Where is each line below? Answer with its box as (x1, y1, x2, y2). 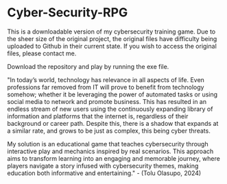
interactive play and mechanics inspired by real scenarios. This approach (7, 147, 214, 155)
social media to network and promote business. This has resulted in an (7, 97, 207, 105)
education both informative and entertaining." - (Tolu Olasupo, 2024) (7, 169, 202, 177)
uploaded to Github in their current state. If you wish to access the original (7, 42, 217, 50)
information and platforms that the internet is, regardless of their (7, 111, 189, 120)
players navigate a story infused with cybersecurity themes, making (7, 161, 199, 170)
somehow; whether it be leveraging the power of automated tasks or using (7, 90, 218, 98)
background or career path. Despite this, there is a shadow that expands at (7, 119, 219, 127)
